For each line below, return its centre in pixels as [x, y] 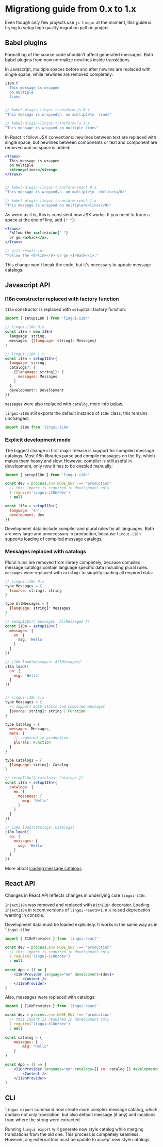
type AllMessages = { [27, 604]
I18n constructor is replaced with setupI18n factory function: [65, 309]
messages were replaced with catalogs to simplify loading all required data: [79, 572]
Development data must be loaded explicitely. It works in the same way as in [81, 924]
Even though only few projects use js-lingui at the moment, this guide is [78, 22]
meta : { [17, 734]
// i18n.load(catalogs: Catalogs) [40, 828]
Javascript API [28, 285]
